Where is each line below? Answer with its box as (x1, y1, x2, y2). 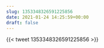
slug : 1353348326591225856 (6, 8, 73, 15)
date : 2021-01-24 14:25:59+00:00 (6, 14, 89, 20)
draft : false (6, 20, 39, 25)
